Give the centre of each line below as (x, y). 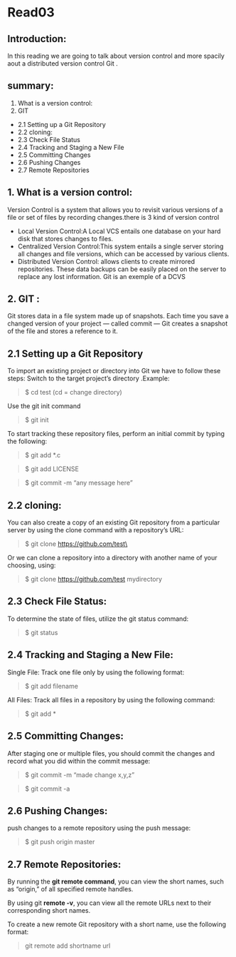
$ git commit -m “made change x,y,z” (80, 774)
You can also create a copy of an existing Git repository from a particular (114, 522)
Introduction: (37, 39)
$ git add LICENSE (52, 469)
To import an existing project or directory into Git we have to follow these (114, 371)
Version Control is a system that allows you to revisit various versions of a (115, 209)
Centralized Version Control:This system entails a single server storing (120, 246)
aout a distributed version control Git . (63, 64)
